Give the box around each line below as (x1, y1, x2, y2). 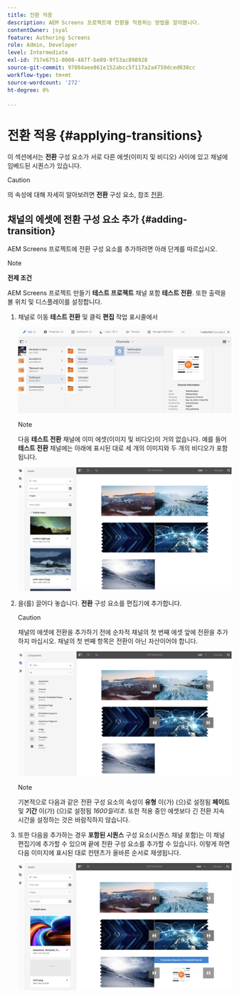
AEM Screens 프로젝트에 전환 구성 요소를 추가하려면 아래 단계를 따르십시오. (7, 245, 218, 253)
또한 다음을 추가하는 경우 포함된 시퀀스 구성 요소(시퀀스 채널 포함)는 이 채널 (17, 831, 225, 839)
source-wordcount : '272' (7, 79, 81, 86)
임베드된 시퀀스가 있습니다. (7, 161, 82, 170)
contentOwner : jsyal (7, 26, 69, 33)
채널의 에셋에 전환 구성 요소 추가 (7, 213, 139, 226)
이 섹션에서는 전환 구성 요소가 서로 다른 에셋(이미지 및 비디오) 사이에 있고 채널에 (7, 153, 228, 161)
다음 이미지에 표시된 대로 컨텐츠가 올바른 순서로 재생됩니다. (17, 849, 181, 857)
